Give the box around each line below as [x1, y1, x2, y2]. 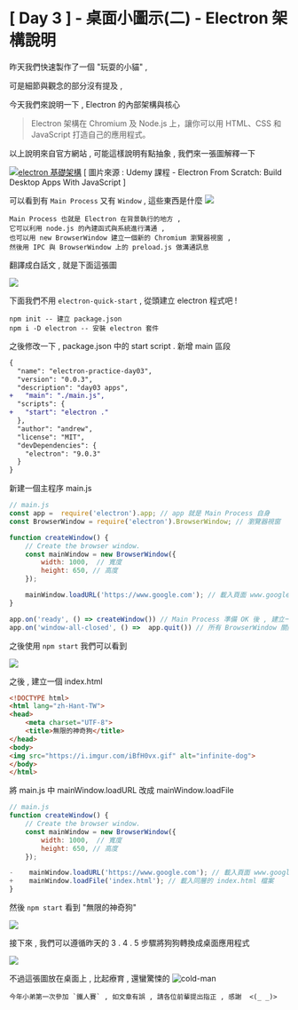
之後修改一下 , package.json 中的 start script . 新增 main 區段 [9, 340, 231, 351]
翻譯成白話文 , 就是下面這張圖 [9, 259, 117, 270]
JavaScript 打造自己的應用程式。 [30, 129, 151, 139]
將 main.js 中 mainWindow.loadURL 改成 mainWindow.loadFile [9, 785, 234, 796]
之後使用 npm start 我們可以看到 [9, 640, 128, 651]
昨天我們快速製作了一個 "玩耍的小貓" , [9, 61, 148, 72]
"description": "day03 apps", [17, 383, 129, 392]
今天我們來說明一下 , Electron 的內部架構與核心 [9, 99, 181, 109]
